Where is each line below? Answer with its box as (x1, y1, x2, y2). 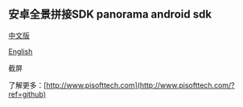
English (8, 47, 33, 56)
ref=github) (8, 89, 47, 99)
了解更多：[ (8, 80, 47, 90)
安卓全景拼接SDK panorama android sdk (8, 7, 212, 22)
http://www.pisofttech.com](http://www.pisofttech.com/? (46, 80, 235, 90)
